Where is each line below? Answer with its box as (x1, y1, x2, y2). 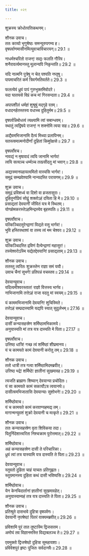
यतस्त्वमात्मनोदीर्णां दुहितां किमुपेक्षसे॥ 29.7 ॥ (5, 138, 75, 144)
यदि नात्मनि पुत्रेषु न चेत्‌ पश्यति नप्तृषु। (5, 71, 63, 77)
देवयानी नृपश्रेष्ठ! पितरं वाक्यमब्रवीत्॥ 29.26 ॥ (5, 514, 76, 520)
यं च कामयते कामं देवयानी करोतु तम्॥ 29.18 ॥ (5, 347, 78, 353)
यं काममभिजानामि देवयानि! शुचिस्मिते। (5, 299, 63, 305)
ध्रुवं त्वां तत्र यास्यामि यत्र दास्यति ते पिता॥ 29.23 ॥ (5, 451, 85, 457)
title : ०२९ (5, 7, 27, 12)
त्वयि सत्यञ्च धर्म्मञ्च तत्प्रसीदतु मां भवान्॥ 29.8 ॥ (5, 159, 83, 165)
